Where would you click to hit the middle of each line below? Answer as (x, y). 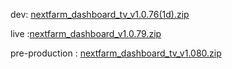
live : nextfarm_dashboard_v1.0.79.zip (86, 33)
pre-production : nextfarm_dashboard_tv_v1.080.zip (116, 53)
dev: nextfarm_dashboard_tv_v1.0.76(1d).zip (100, 14)
